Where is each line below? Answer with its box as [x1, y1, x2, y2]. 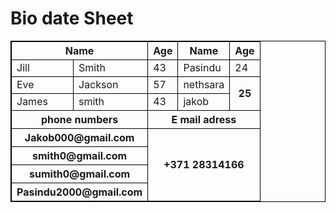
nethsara [183, 77, 225, 91]
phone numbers [40, 112, 119, 126]
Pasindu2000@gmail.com [16, 185, 143, 199]
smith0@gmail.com [32, 148, 128, 162]
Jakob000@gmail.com [24, 130, 135, 144]
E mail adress [171, 112, 237, 126]
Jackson [78, 77, 119, 91]
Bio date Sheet [10, 7, 134, 30]
